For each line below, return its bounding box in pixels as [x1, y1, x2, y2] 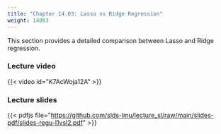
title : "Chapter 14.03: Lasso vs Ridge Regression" [7, 10, 163, 18]
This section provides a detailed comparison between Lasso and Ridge [7, 36, 215, 44]
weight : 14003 [7, 17, 50, 24]
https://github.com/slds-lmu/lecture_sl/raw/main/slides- [50, 111, 214, 120]
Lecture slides [7, 95, 57, 104]
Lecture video [7, 61, 57, 71]
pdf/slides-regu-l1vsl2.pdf [7, 118, 84, 127]
